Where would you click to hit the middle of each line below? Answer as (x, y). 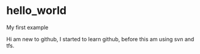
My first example (27, 27)
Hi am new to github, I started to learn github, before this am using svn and (100, 39)
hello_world (37, 11)
